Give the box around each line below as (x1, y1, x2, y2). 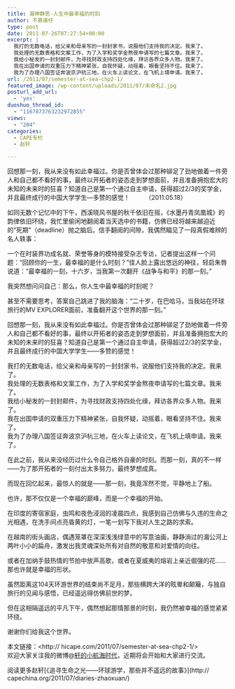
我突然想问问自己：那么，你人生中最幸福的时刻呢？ (7, 282, 155, 290)
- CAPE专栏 (13, 134, 43, 141)
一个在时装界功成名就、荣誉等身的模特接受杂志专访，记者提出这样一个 (7, 250, 210, 258)
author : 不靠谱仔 (7, 17, 54, 24)
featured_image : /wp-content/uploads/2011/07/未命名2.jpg (7, 82, 177, 89)
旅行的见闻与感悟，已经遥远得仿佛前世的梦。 (7, 589, 136, 597)
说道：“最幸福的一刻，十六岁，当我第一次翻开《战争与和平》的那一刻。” (7, 267, 212, 276)
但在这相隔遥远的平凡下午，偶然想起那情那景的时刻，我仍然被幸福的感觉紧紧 (7, 604, 228, 613)
